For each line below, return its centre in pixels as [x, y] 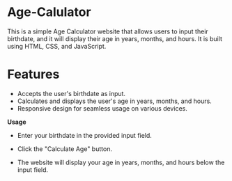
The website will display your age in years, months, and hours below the [121, 162]
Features [33, 74]
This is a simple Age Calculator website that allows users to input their [108, 31]
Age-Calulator [49, 12]
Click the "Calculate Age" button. [65, 149]
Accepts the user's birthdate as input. [71, 93]
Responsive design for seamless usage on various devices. [102, 108]
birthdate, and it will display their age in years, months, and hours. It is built [115, 38]
